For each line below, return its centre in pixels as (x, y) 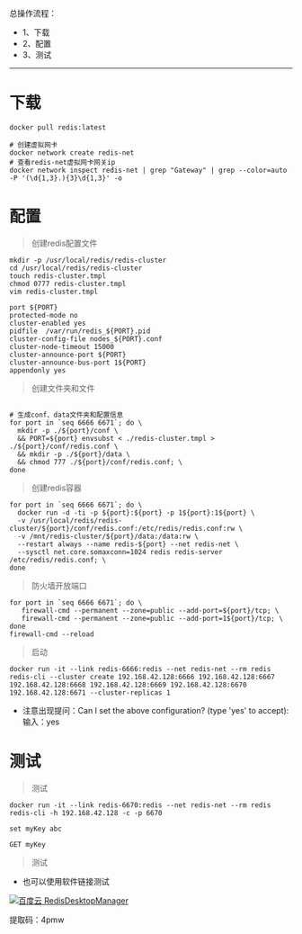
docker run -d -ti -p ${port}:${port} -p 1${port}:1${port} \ (136, 512)
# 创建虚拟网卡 (34, 145)
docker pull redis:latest (58, 127)
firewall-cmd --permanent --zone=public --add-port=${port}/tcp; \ (150, 610)
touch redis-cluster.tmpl (58, 276)
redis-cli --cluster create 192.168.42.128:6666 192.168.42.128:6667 (142, 677)
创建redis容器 (57, 488)
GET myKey (28, 844)
